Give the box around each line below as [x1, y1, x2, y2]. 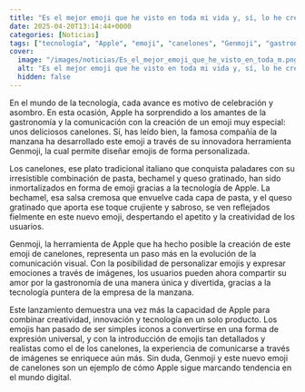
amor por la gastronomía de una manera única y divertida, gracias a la [9, 277, 271, 288]
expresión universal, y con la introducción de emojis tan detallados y [9, 333, 266, 344]
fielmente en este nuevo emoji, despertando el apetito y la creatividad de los [9, 211, 295, 222]
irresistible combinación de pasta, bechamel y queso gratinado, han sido [9, 172, 281, 183]
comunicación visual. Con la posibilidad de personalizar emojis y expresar [9, 258, 286, 269]
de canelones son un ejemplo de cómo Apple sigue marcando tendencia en [9, 362, 292, 373]
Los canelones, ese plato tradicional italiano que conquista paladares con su [9, 162, 295, 173]
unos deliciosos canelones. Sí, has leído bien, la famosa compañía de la [9, 126, 278, 137]
